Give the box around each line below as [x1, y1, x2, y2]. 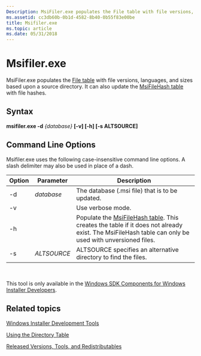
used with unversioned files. [76, 236, 156, 244]
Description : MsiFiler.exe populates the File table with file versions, [6, 8, 194, 15]
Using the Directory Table [6, 331, 69, 338]
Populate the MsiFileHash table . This [76, 213, 179, 221]
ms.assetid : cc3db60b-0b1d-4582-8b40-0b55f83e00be [6, 14, 135, 20]
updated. [76, 194, 102, 202]
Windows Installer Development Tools [6, 320, 99, 327]
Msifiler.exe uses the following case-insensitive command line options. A [6, 156, 185, 163]
